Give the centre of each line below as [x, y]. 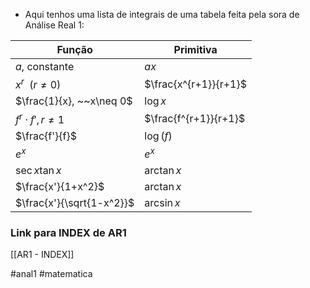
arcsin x [162, 202]
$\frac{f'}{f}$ [46, 136]
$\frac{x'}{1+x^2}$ [60, 186]
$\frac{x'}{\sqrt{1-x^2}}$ [75, 202]
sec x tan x [38, 170]
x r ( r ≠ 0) [38, 84]
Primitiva [195, 49]
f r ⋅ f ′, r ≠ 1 [40, 118]
